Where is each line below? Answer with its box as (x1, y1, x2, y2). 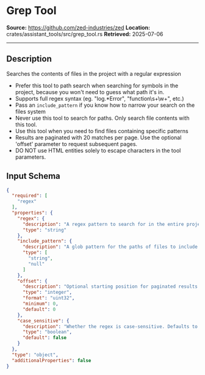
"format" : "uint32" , (22, 295, 75, 301)
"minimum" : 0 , (22, 300, 59, 307)
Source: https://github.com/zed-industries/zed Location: (6, 24, 151, 31)
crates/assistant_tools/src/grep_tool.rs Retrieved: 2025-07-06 (6, 30, 164, 37)
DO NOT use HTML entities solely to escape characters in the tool (15, 147, 181, 154)
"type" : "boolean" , (22, 329, 72, 335)
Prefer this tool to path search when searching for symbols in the (15, 82, 179, 89)
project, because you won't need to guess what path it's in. (15, 88, 165, 95)
